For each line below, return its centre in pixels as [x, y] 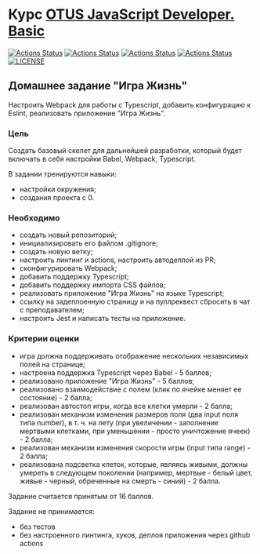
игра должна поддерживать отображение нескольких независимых [134, 355]
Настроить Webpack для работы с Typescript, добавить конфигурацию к [130, 104]
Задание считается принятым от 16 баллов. [81, 496]
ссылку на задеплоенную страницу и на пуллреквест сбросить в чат [135, 302]
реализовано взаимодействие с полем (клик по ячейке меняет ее [130, 389]
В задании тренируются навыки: [63, 174]
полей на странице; [52, 364]
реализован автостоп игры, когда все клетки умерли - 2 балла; [126, 406]
